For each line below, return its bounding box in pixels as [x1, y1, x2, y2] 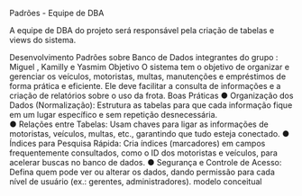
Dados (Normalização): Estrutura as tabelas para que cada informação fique [9, 100, 293, 111]
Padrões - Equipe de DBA [9, 8, 105, 18]
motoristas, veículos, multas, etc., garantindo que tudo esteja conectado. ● [9, 129, 290, 138]
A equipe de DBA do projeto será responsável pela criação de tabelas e [9, 25, 275, 35]
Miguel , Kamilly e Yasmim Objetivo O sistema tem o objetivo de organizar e [9, 62, 290, 72]
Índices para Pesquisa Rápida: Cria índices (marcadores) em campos [9, 138, 266, 148]
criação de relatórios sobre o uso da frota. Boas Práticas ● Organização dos [9, 90, 294, 101]
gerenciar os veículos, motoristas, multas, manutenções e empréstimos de [9, 71, 287, 82]
